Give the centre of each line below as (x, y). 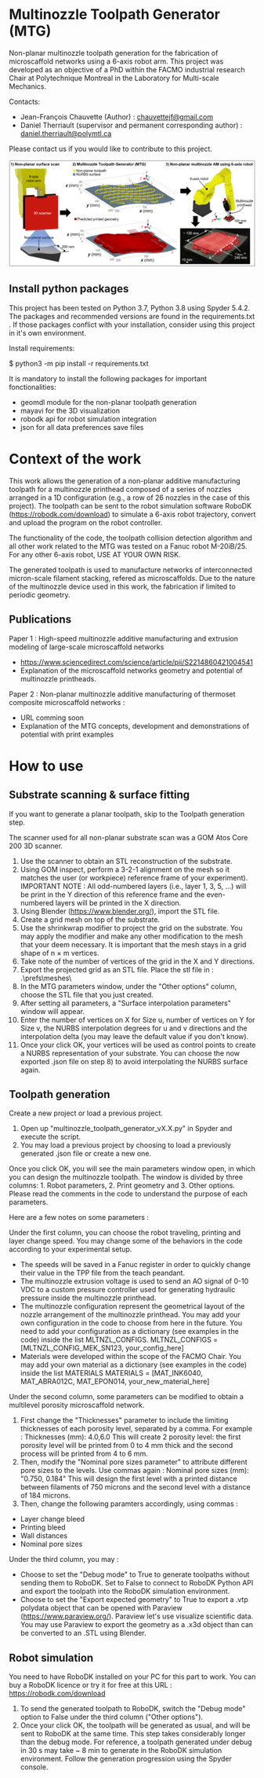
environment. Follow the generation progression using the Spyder (126, 1759)
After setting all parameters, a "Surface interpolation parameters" (126, 1003)
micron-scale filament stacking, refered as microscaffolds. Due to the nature (132, 578)
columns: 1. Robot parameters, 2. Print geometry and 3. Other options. (122, 1185)
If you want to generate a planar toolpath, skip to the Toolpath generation (127, 814)
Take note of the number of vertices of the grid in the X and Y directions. (137, 961)
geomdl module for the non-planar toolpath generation (108, 402)
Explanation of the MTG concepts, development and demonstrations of (135, 726)
